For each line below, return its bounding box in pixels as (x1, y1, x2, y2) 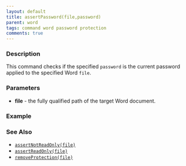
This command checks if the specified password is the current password (6, 63, 181, 70)
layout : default (6, 8, 46, 15)
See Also (6, 127, 32, 135)
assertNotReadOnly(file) (14, 142, 76, 148)
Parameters (6, 84, 40, 92)
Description (6, 50, 41, 58)
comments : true (6, 31, 44, 36)
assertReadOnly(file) (14, 148, 68, 154)
